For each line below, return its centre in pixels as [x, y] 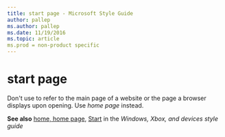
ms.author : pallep [33, 26]
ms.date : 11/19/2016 [37, 33]
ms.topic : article [33, 39]
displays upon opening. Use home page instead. [75, 105]
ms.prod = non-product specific [53, 45]
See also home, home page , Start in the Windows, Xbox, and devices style [113, 119]
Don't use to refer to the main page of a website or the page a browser [107, 98]
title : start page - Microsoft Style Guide [70, 13]
